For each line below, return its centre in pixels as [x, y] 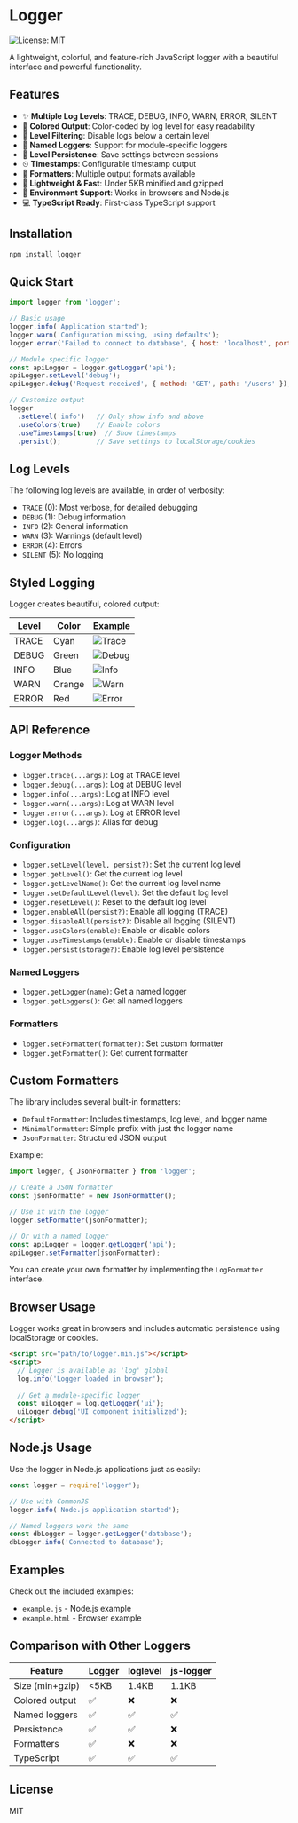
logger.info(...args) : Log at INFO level [95, 793]
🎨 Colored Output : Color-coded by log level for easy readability [138, 126]
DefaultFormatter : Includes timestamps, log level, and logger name [145, 1119]
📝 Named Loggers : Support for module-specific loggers [125, 145]
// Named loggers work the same [69, 1526]
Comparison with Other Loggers [100, 1646]
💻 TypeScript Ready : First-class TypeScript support [118, 202]
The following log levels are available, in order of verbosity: [117, 490]
